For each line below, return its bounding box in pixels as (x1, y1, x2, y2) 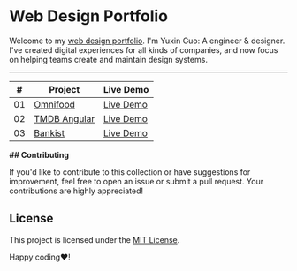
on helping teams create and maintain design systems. (9, 54, 208, 64)
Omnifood (34, 98, 75, 110)
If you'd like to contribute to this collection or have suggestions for (9, 166, 251, 177)
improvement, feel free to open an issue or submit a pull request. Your (9, 176, 263, 186)
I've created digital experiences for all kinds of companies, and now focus (9, 44, 278, 55)
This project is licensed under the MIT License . (9, 234, 180, 245)
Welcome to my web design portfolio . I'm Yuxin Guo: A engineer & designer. (9, 35, 286, 46)
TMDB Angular (34, 112, 95, 124)
